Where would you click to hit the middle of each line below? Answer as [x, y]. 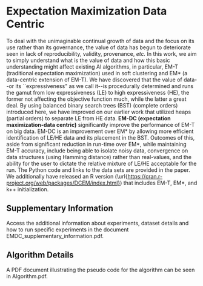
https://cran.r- [145, 176]
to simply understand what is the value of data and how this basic [88, 60]
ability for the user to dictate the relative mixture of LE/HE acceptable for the [101, 163]
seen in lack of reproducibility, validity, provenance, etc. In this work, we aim [101, 53]
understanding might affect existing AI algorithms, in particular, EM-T [92, 66]
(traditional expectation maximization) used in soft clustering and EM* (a [97, 73]
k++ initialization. [28, 189]
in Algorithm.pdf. [27, 276]
